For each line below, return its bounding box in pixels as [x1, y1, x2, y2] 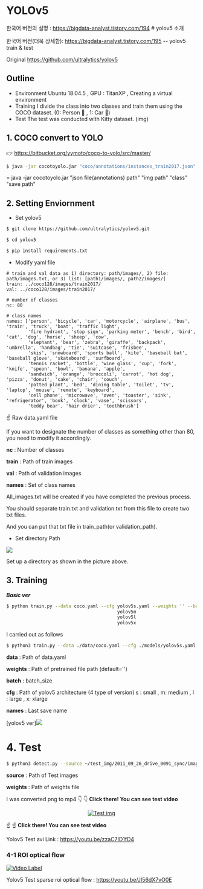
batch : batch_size [6, 677, 53, 684]
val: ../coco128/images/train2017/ [6, 286, 96, 292]
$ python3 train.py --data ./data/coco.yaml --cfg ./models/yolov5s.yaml [6, 643, 196, 649]
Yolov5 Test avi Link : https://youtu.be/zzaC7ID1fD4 [6, 835, 135, 842]
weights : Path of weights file [6, 783, 80, 790]
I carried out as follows [6, 631, 63, 638]
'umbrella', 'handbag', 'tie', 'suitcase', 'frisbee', [6, 345, 147, 351]
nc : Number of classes [6, 446, 65, 453]
